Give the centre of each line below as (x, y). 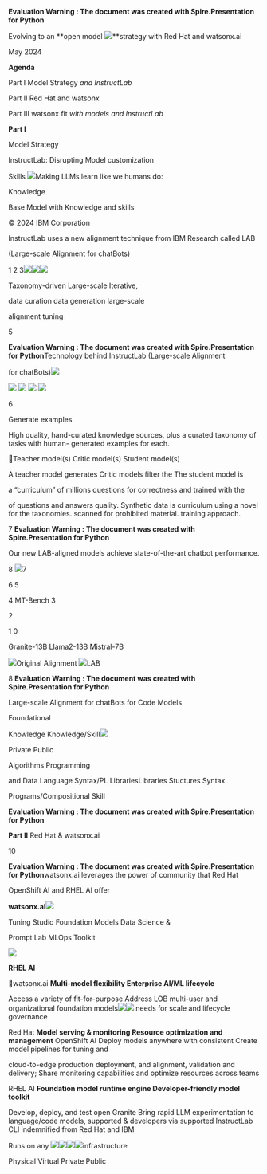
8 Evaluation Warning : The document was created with (102, 678)
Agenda (22, 67)
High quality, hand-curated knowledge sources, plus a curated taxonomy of (132, 435)
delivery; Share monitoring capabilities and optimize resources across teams (134, 1073)
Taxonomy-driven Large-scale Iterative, (73, 285)
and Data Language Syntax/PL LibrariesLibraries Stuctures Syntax (117, 781)
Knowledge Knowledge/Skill (55, 734)
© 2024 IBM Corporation (49, 223)
